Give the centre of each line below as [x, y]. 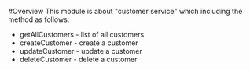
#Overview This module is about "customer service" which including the [125, 11]
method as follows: [39, 19]
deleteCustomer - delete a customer [78, 59]
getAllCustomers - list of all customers [82, 35]
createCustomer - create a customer [79, 43]
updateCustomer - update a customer [81, 51]
